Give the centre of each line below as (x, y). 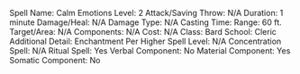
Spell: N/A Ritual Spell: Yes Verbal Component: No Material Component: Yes (150, 51)
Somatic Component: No (55, 60)
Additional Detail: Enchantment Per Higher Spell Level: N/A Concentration (145, 41)
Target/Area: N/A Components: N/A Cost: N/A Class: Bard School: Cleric (143, 32)
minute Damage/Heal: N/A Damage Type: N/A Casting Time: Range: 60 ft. (145, 22)
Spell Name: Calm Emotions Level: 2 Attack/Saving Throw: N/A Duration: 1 (146, 13)
